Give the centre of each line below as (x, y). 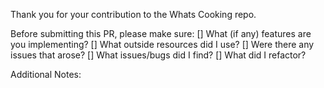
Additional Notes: (46, 74)
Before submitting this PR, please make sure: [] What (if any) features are (161, 33)
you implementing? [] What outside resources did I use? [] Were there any (162, 44)
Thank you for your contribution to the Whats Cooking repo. (133, 14)
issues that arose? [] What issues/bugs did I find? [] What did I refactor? (158, 55)
